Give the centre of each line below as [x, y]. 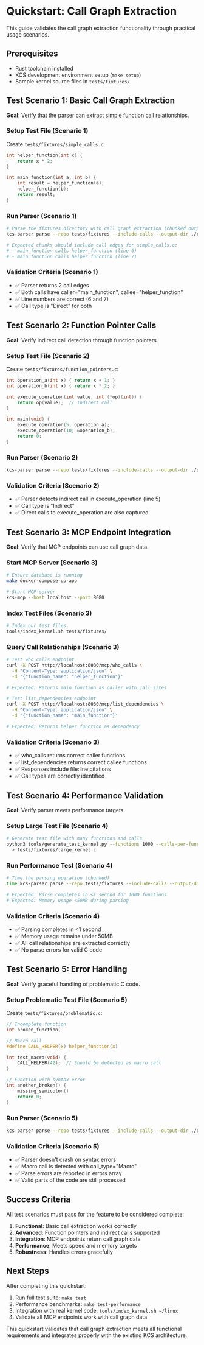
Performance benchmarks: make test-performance [78, 1304]
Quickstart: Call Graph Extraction [92, 11]
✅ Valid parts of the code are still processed [70, 1180]
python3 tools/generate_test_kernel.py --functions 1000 [80, 845]
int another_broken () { [36, 1086]
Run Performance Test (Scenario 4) [59, 865]
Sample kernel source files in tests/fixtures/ [73, 81]
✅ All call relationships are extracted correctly [73, 943]
